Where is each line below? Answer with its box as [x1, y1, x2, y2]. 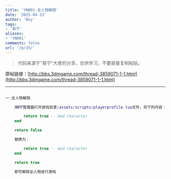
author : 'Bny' [5, 17, 36, 22]
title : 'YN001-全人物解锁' [5, 7, 59, 13]
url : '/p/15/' [5, 45, 36, 50]
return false [14, 128, 42, 133]
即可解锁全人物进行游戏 [14, 169, 56, 174]
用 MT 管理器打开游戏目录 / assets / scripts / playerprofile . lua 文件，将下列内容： [14, 105, 166, 110]
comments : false [5, 41, 40, 46]
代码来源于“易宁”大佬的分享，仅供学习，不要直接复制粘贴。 [17, 59, 142, 66]
